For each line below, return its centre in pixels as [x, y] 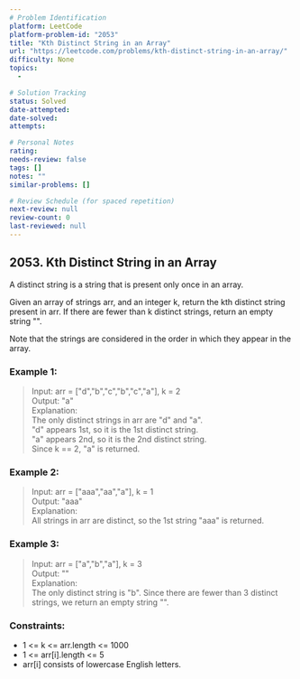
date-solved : [34, 118]
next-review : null [44, 209]
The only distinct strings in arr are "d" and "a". [117, 420]
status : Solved [38, 101]
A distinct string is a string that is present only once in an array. [127, 284]
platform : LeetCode [46, 26]
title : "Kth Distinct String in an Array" [90, 43]
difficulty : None [42, 60]
